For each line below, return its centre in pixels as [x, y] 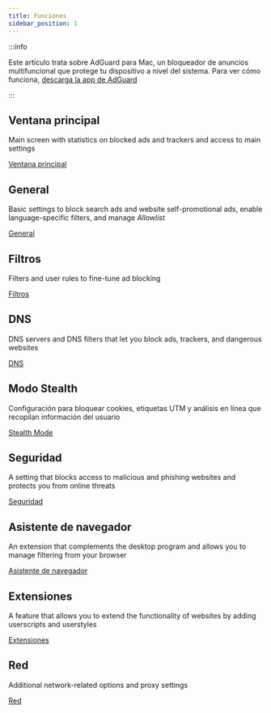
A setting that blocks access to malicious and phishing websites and [122, 477]
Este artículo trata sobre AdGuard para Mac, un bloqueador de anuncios [129, 62]
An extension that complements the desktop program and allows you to [127, 546]
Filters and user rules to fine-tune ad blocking [85, 278]
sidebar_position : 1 [43, 23]
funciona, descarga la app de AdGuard [73, 79]
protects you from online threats [62, 486]
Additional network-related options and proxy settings [98, 685]
